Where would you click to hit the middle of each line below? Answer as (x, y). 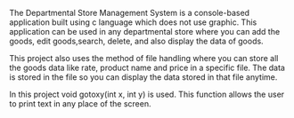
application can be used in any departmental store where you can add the (145, 31)
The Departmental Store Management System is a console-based (130, 13)
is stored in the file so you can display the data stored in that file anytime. (143, 77)
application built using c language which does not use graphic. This (133, 22)
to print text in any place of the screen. (80, 104)
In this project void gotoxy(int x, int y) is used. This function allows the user (147, 94)
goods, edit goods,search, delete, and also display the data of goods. (137, 41)
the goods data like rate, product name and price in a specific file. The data (147, 67)
